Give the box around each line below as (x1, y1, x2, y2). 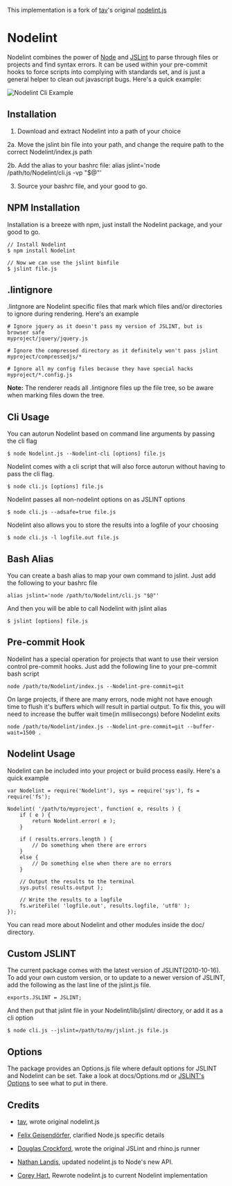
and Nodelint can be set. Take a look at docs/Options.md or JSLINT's (7, 1072, 205, 1080)
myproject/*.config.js (7, 372, 73, 379)
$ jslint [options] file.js (7, 618, 89, 625)
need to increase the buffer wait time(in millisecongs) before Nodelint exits (7, 710, 220, 718)
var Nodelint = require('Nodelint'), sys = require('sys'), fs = (7, 787, 199, 794)
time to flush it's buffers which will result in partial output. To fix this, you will (7, 702, 226, 710)
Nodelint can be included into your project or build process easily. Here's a (7, 766, 220, 775)
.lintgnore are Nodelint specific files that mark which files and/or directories (7, 303, 223, 311)
